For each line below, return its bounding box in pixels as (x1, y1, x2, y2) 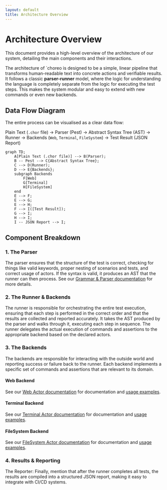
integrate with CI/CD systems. (5, 479, 67, 485)
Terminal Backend (5, 400, 44, 406)
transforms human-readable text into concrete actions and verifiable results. (5, 71, 162, 77)
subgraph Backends (14, 171, 52, 177)
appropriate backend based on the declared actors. (5, 332, 111, 338)
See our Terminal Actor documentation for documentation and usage (5, 411, 147, 417)
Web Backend (5, 378, 35, 384)
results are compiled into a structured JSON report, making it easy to (5, 474, 147, 480)
